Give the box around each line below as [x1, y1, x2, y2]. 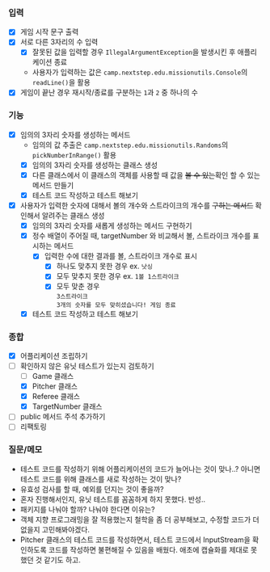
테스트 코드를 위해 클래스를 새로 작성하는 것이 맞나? [19, 474, 182, 484]
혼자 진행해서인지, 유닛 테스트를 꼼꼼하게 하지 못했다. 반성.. [19, 494, 206, 504]
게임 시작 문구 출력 [19, 27, 79, 37]
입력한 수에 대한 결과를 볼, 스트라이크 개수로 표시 [44, 251, 198, 261]
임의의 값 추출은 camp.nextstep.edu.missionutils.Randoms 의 [32, 140, 229, 149]
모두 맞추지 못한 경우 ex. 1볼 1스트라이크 [56, 271, 179, 281]
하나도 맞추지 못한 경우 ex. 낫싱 [56, 261, 154, 271]
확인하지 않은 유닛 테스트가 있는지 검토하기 [19, 361, 155, 371]
